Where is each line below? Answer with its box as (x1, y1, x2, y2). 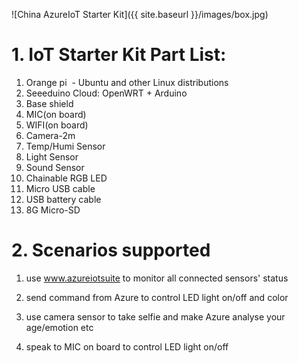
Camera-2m (25, 129, 76, 141)
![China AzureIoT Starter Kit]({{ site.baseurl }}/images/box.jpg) (11, 9, 269, 20)
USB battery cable (25, 193, 102, 205)
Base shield (25, 97, 74, 109)
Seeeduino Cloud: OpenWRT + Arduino (25, 87, 188, 99)
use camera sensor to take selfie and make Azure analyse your (25, 310, 286, 323)
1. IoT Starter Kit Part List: (11, 44, 227, 66)
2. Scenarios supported (11, 239, 211, 262)
